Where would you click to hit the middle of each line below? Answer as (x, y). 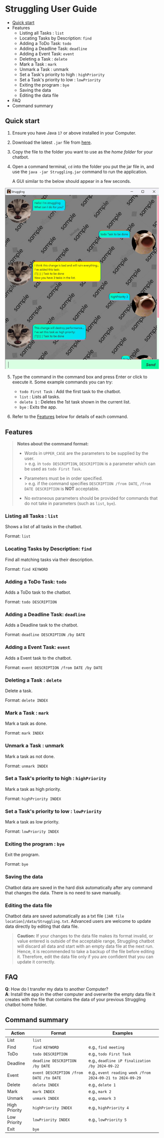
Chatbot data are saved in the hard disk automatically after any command (79, 887)
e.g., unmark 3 (102, 1098)
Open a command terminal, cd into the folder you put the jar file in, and (83, 166)
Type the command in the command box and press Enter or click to (80, 377)
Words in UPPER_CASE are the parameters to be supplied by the (86, 453)
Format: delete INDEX (27, 700)
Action (18, 1033)
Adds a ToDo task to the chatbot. (38, 592)
